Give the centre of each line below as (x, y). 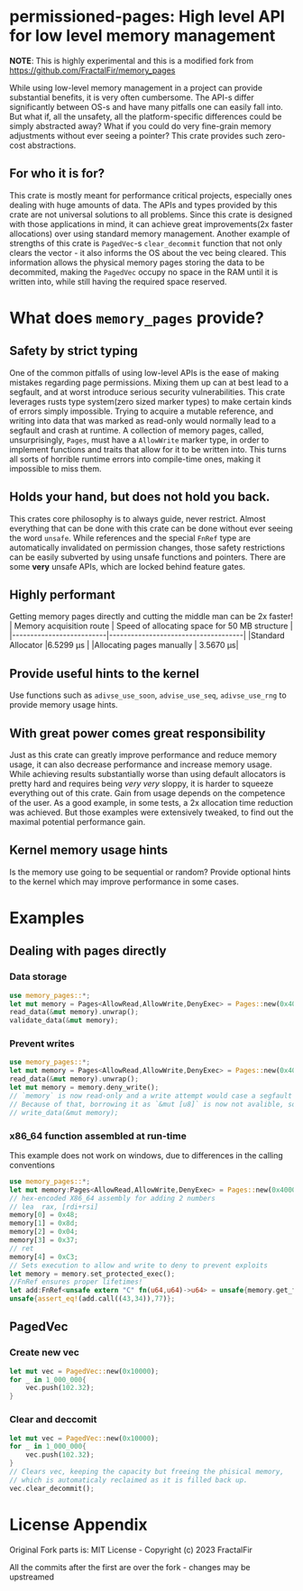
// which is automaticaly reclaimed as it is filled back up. (129, 1480)
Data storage (38, 977)
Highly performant (62, 594)
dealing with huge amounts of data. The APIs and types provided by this (143, 205)
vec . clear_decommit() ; (52, 1488)
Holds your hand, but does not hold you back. (140, 497)
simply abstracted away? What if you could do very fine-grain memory (141, 126)
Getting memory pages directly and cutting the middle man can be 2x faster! (151, 617)
